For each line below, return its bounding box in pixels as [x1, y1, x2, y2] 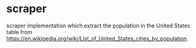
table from [6, 28, 32, 35]
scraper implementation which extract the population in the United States [6, 22, 191, 29]
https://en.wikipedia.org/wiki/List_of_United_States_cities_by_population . [6, 35, 189, 42]
